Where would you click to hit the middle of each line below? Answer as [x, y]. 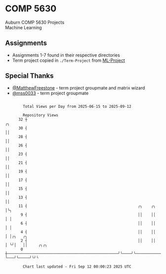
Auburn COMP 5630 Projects [35, 22]
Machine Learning [23, 27]
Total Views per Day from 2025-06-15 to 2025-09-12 [77, 106]
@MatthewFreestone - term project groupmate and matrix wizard [79, 88]
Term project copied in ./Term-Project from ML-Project [68, 60]
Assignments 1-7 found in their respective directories [66, 55]
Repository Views [41, 115]
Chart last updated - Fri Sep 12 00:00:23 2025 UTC [77, 267]
